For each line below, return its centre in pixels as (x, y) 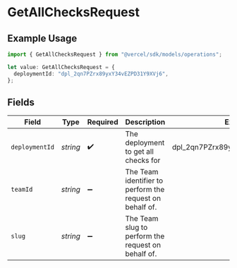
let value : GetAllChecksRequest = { (61, 67)
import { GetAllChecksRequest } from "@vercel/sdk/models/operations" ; (115, 54)
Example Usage (42, 38)
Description (145, 122)
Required (103, 122)
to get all (139, 152)
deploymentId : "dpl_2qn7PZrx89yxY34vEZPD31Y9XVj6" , (91, 74)
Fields (21, 102)
